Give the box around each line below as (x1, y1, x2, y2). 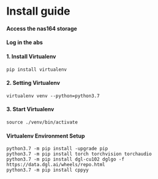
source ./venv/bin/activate (6, 119, 78, 125)
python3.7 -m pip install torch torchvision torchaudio (6, 151, 152, 157)
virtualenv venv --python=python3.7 (6, 93, 100, 99)
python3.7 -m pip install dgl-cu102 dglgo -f (6, 156, 124, 163)
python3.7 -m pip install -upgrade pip (6, 145, 108, 152)
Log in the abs (6, 38, 43, 46)
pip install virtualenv (6, 66, 67, 73)
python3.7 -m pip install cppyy (6, 167, 89, 174)
